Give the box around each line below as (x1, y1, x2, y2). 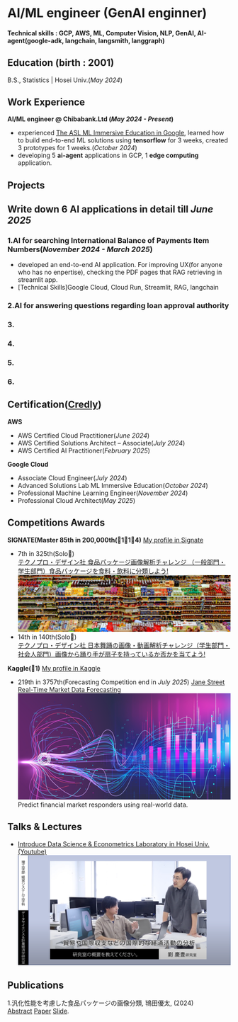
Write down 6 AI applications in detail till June (7, 203, 214, 215)
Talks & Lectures (7, 821, 83, 833)
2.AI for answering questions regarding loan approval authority (7, 301, 229, 311)
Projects (7, 179, 45, 191)
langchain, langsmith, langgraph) (64, 36, 165, 45)
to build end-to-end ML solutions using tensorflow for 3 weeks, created (17, 136, 229, 144)
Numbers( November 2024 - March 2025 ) (7, 244, 153, 254)
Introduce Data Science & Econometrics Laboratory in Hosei (17, 839, 193, 848)
